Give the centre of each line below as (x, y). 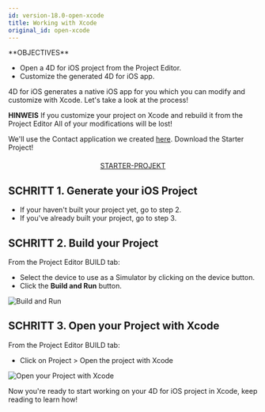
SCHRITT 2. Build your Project (83, 243)
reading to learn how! (43, 399)
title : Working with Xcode (53, 23)
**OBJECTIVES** (39, 53)
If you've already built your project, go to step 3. (98, 218)
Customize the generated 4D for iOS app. (87, 77)
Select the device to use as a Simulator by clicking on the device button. (137, 277)
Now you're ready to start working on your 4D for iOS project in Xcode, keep (133, 391)
